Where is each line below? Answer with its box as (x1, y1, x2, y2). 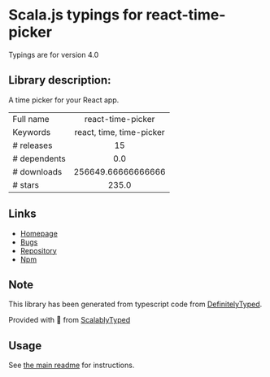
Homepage (20, 228, 59, 238)
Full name (12, 113, 50, 124)
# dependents (12, 153, 67, 164)
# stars (12, 179, 39, 190)
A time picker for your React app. (8, 95, 120, 105)
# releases (12, 140, 53, 151)
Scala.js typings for (8, 6, 143, 24)
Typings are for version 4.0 (8, 50, 99, 59)
